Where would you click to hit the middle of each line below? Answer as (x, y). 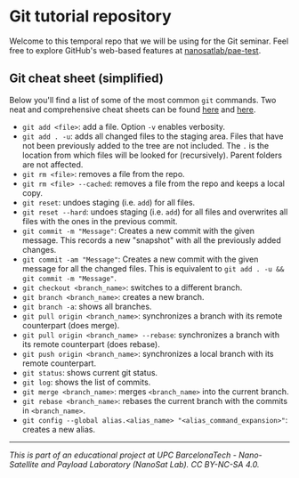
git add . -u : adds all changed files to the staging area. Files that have (153, 136)
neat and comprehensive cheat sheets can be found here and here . (133, 109)
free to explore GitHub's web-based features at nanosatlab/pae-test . (135, 50)
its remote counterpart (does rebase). (91, 344)
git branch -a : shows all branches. (87, 306)
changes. (39, 249)
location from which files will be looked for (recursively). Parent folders (152, 155)
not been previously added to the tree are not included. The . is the (145, 145)
